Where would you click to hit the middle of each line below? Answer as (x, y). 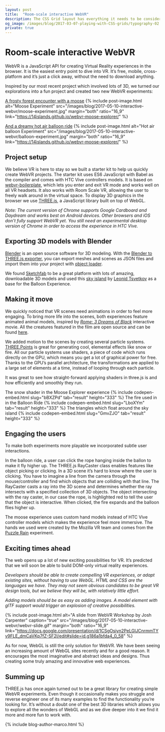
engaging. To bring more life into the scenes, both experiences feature (77, 316)
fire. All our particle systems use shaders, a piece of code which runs (75, 352)
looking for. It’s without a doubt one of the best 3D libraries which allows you (82, 704)
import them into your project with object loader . (54, 264)
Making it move (29, 299)
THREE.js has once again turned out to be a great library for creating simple (82, 689)
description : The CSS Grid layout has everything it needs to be (73, 19)
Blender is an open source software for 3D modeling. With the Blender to (79, 253)
